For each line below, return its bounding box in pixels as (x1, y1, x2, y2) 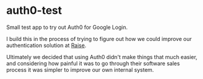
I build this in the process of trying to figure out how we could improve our (6, 35, 192, 42)
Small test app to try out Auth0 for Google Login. (6, 24, 128, 31)
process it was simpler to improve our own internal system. (6, 66, 154, 73)
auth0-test (6, 4, 63, 17)
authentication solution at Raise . (6, 42, 87, 49)
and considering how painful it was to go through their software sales (6, 60, 181, 67)
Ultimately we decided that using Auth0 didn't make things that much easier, (6, 53, 198, 60)
